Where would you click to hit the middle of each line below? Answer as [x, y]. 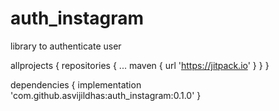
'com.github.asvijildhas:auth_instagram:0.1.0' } [106, 95]
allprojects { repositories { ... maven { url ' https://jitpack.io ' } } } [140, 65]
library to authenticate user [66, 46]
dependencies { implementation [76, 84]
